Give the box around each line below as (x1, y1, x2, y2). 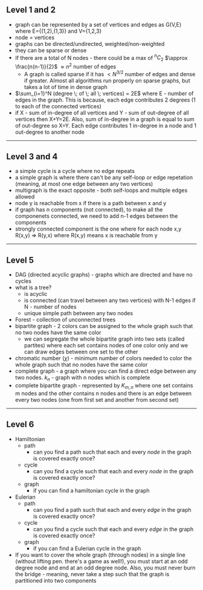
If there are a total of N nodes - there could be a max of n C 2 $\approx (14, 53, 188, 63)
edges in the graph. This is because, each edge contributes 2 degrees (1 (14, 96, 196, 103)
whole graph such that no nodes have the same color (14, 361, 148, 369)
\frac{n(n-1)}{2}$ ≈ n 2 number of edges (14, 62, 117, 70)
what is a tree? (14, 284, 52, 291)
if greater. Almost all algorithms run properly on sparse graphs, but (24, 77, 190, 84)
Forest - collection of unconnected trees (14, 316, 116, 323)
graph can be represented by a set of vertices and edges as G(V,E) (14, 21, 182, 28)
